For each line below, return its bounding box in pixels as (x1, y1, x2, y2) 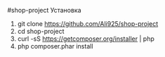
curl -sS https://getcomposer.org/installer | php (17, 34, 154, 43)
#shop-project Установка (7, 6, 82, 14)
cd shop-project (17, 27, 65, 35)
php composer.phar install (17, 42, 93, 50)
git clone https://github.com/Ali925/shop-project (17, 20, 159, 27)
